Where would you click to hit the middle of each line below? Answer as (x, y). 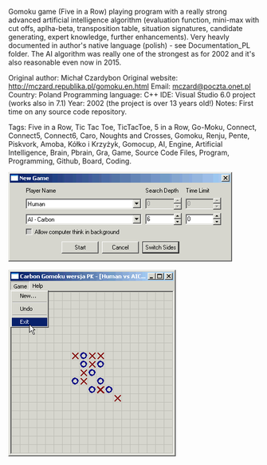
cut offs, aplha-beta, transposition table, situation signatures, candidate (126, 28)
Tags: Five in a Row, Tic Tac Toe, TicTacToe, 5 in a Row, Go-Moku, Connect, (133, 127)
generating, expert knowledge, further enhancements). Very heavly (119, 37)
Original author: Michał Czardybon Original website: (93, 78)
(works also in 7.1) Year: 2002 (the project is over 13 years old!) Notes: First (131, 103)
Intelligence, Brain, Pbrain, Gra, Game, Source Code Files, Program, (119, 152)
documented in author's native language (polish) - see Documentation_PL (130, 45)
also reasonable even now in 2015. (65, 62)
